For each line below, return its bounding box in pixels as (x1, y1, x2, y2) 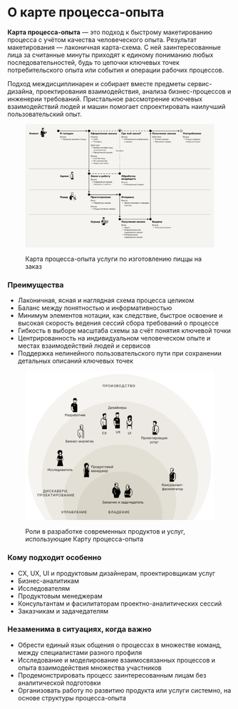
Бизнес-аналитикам (17, 576, 80, 585)
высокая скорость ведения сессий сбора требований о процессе (17, 319, 219, 328)
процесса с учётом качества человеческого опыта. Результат (7, 35, 197, 43)
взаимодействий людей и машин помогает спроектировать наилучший (7, 102, 226, 110)
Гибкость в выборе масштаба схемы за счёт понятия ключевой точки (17, 326, 232, 335)
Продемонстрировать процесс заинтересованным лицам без (17, 671, 207, 679)
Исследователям (17, 584, 71, 592)
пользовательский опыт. (7, 110, 82, 118)
